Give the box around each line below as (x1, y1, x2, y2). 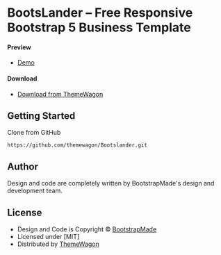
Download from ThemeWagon (17, 90, 104, 98)
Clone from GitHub (7, 129, 61, 137)
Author (7, 161, 38, 172)
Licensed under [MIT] (17, 233, 80, 241)
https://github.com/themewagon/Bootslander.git (7, 142, 148, 149)
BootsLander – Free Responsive (7, 5, 193, 21)
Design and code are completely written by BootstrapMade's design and (7, 179, 215, 188)
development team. (7, 186, 63, 195)
